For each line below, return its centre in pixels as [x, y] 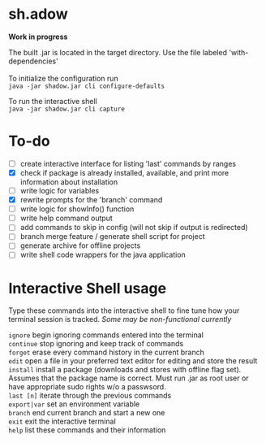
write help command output [66, 218]
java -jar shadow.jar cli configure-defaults [86, 86]
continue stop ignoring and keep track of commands [96, 344]
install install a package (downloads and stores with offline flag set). [125, 370]
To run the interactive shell [53, 101]
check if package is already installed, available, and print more [124, 172]
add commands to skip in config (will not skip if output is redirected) [134, 228]
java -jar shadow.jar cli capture [67, 109]
